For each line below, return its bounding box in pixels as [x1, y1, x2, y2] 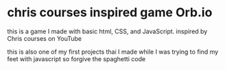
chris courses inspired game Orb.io [7, 5, 213, 20]
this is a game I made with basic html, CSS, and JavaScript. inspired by [7, 27, 208, 35]
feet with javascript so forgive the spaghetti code [7, 54, 146, 63]
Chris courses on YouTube [7, 34, 82, 42]
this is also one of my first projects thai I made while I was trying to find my [7, 48, 219, 56]
